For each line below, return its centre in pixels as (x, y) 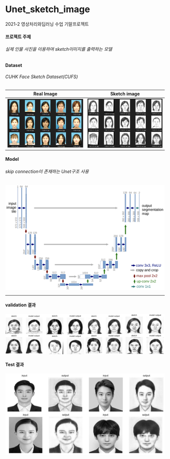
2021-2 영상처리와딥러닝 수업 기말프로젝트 (47, 24)
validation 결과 (21, 305)
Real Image (46, 94)
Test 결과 (15, 365)
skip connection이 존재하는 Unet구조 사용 (47, 171)
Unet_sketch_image (48, 9)
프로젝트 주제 (18, 37)
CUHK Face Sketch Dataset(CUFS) (42, 77)
